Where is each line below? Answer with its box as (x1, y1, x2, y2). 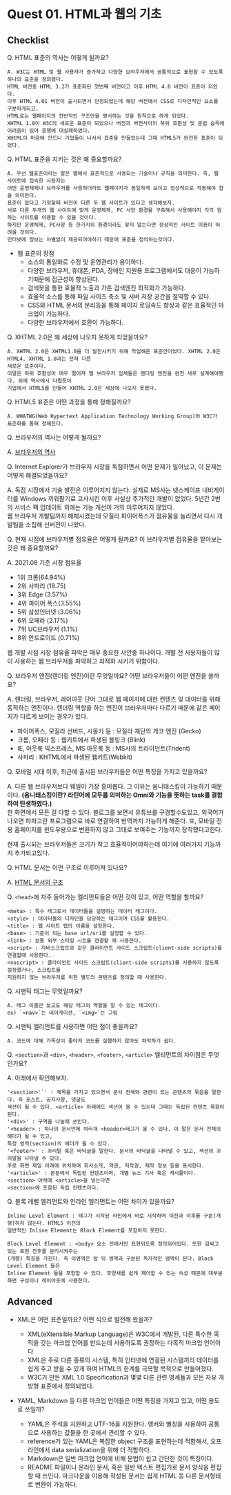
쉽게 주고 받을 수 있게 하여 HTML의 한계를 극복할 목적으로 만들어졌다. (27, 1364, 214, 1373)
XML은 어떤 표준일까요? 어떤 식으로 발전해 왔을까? (17, 1315, 153, 1324)
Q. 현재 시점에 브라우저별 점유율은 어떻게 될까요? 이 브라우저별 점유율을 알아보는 (7, 535, 223, 543)
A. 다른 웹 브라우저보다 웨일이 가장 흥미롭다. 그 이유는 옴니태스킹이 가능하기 (7, 782, 210, 790)
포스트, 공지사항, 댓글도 (26, 1096, 86, 1103)
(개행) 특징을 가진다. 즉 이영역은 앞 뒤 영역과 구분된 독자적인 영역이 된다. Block (7, 1255, 214, 1262)
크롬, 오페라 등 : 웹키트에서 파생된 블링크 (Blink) (17, 735, 146, 744)
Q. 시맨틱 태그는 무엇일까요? (7, 987, 83, 995)
